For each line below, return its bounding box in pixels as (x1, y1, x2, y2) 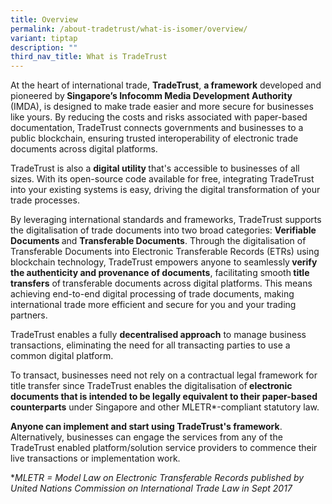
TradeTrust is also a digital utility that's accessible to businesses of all (10, 162, 300, 175)
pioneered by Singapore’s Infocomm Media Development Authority (10, 90, 293, 102)
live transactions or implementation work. (10, 452, 181, 465)
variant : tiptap (10, 33, 78, 43)
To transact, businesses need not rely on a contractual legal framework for (10, 369, 318, 381)
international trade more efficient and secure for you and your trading (10, 299, 297, 311)
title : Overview (10, 14, 78, 25)
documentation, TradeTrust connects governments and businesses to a (10, 122, 304, 134)
